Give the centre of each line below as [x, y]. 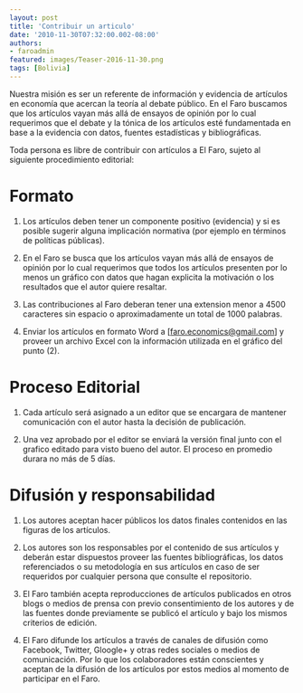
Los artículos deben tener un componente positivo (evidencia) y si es [151, 221]
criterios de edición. [60, 622]
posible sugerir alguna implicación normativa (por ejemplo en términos [154, 231]
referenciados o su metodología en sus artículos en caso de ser [141, 566]
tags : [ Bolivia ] [40, 69]
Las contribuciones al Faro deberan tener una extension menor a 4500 [154, 304]
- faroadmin [32, 52]
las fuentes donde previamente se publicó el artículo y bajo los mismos [155, 612]
